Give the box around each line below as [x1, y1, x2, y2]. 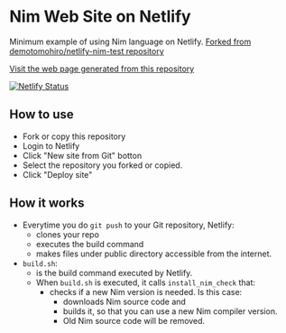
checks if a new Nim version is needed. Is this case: [49, 286, 243, 297]
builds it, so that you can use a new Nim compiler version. [62, 305, 278, 317]
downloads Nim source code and [62, 296, 187, 307]
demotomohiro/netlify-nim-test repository [9, 45, 164, 56]
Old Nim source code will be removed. [62, 315, 206, 326]
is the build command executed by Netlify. [35, 267, 193, 278]
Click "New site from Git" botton [22, 150, 143, 161]
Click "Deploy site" [22, 169, 93, 180]
